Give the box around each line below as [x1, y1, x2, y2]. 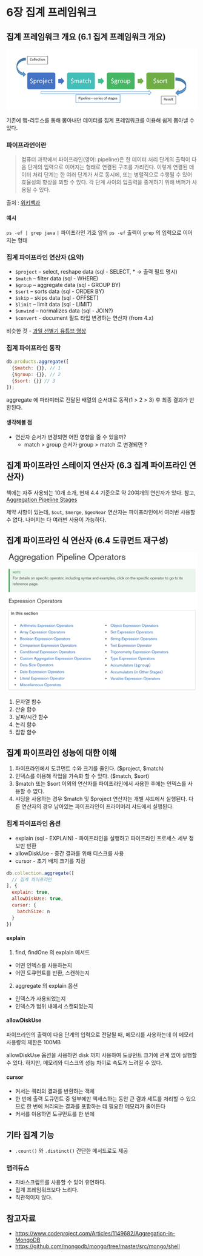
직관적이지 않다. [15, 1194, 53, 1201]
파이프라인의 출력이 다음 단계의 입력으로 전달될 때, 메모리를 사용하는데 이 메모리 [6, 1031, 194, 1038]
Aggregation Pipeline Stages [6, 496, 78, 503]
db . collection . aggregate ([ [6, 870, 75, 876]
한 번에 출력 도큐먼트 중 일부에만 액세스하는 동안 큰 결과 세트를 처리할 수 [15, 1095, 185, 1102]
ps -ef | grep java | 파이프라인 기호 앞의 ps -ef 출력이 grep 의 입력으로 [6, 229, 182, 236]
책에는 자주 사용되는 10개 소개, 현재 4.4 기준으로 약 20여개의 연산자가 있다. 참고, [6, 489, 196, 496]
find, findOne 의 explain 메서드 [15, 948, 90, 956]
